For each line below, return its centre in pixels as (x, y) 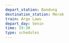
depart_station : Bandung (31, 10)
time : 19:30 (18, 28)
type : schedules (22, 33)
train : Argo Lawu (23, 19)
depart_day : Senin (24, 23)
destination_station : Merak (35, 14)
